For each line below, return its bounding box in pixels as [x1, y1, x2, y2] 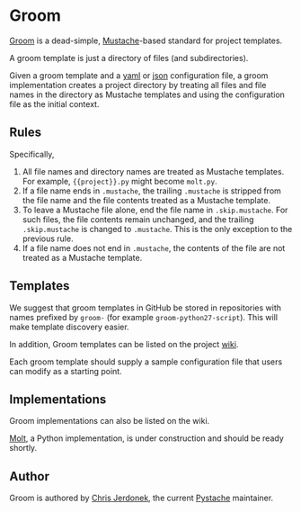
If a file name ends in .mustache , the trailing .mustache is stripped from [22, 185, 281, 196]
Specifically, [9, 148, 55, 159]
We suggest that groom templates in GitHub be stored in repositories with [9, 302, 281, 313]
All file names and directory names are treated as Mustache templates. [22, 166, 285, 176]
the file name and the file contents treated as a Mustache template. [22, 194, 271, 205]
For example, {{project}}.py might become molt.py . [22, 175, 217, 186]
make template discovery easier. [9, 321, 129, 332]
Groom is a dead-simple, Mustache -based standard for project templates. [9, 35, 283, 46]
